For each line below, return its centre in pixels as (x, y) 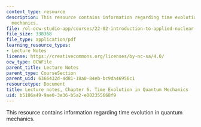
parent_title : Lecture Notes (42, 67)
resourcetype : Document (36, 84)
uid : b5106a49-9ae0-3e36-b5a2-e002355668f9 (61, 95)
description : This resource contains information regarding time (89, 17)
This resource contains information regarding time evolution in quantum (95, 112)
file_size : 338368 (29, 34)
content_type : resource (36, 12)
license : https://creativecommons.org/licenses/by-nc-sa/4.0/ (85, 56)
